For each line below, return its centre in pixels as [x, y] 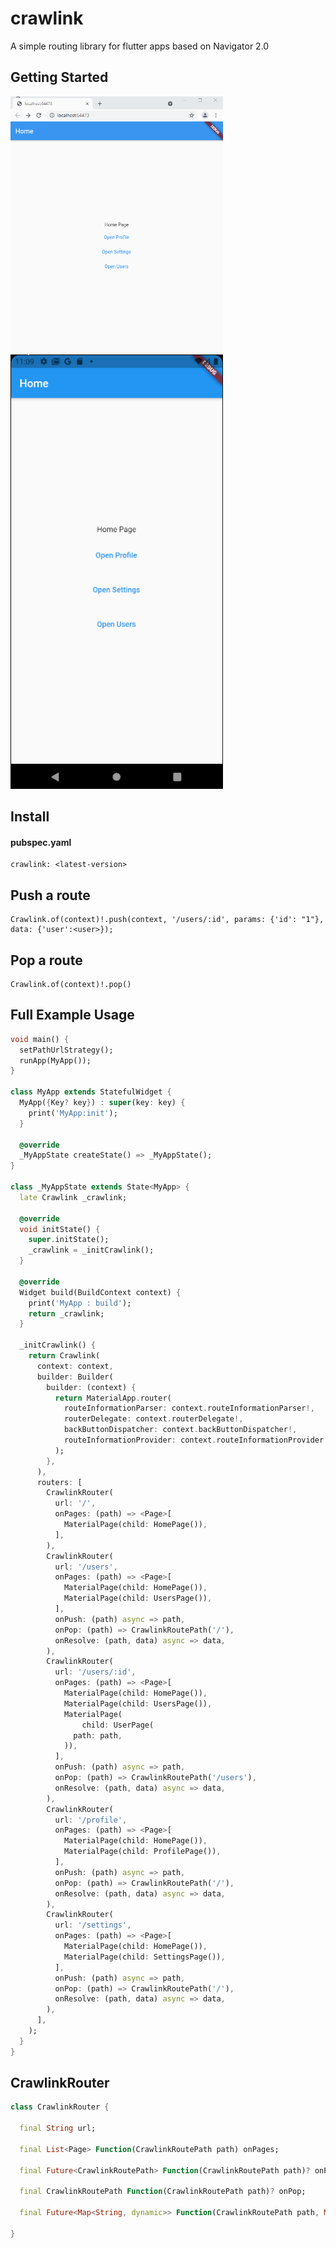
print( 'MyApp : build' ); [80, 1303]
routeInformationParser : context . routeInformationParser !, [189, 1408]
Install [30, 817]
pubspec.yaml [41, 842]
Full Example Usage [72, 1015]
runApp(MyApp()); [55, 1060]
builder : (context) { [91, 1387]
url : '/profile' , [91, 1820]
